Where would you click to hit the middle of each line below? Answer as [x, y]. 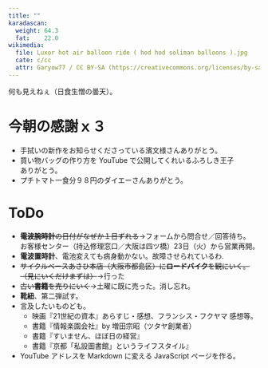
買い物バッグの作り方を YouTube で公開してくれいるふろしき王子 [127, 160]
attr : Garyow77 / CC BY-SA [60, 68]
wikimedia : [26, 46]
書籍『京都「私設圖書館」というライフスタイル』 [112, 346]
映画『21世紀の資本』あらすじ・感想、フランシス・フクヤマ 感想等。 [144, 315]
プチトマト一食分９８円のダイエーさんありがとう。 [103, 180]
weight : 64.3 [37, 30]
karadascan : [28, 23]
